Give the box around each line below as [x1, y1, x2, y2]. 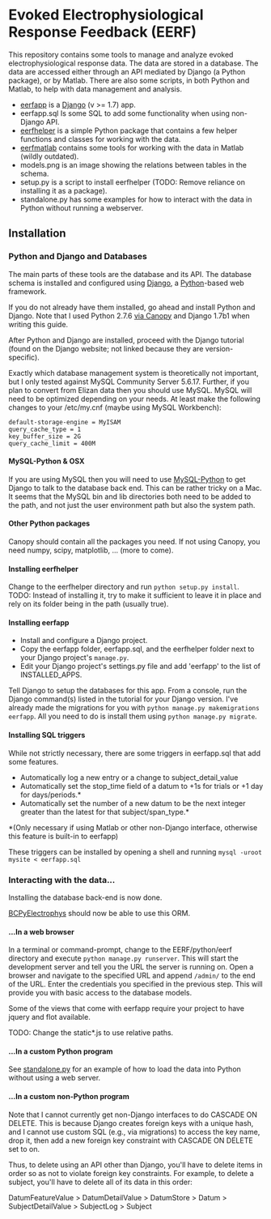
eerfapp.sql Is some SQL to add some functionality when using [19, 108, 231, 118]
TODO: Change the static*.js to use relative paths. [8, 1028, 174, 1038]
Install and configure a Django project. [19, 636, 148, 646]
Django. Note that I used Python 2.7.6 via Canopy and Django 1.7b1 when [8, 310, 251, 321]
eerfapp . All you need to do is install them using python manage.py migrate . [8, 711, 257, 722]
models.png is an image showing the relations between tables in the [19, 160, 248, 169]
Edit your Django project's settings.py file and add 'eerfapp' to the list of [19, 662, 261, 671]
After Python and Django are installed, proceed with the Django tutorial [8, 335, 244, 345]
